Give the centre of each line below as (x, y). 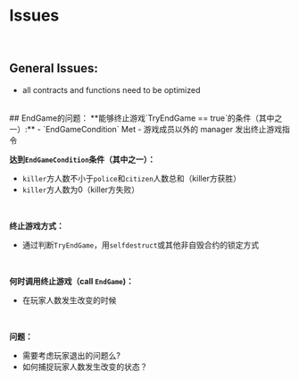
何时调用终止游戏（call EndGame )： (71, 281)
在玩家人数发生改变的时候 (69, 300)
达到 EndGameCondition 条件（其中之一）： (83, 159)
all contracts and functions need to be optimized (111, 89)
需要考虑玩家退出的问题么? (71, 355)
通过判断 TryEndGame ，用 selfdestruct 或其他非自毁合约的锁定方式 (141, 245)
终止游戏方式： (37, 225)
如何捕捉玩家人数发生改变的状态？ (85, 367)
